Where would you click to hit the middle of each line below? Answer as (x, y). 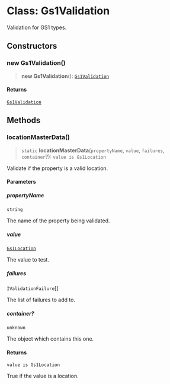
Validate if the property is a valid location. (57, 168)
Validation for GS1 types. (37, 27)
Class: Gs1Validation (58, 11)
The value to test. (28, 260)
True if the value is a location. (43, 376)
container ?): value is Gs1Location (63, 156)
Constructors (32, 46)
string (15, 210)
